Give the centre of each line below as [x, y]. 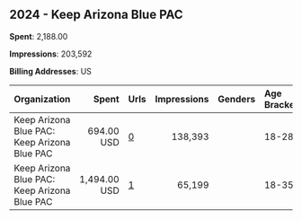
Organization [42, 99]
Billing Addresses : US [51, 71]
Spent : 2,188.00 [39, 36]
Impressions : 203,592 [51, 54]
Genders [237, 99]
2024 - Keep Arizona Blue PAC [96, 15]
